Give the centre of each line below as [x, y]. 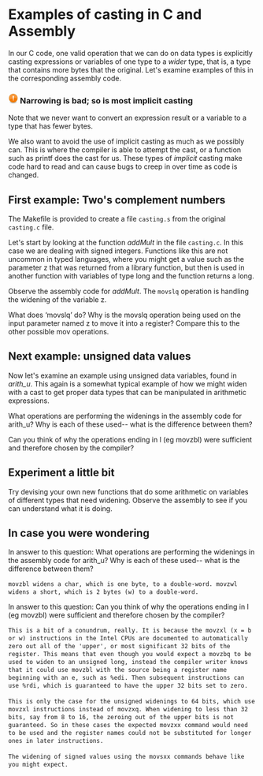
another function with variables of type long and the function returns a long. [131, 276]
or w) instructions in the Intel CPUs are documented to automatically [128, 639]
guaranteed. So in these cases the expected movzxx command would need [128, 726]
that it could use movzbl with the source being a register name [117, 670]
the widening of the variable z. [57, 300]
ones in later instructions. [56, 741]
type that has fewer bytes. [50, 126]
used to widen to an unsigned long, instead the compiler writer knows [128, 662]
